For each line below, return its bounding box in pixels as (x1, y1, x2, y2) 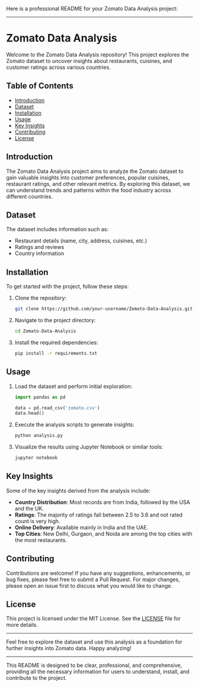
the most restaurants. (14, 536, 67, 543)
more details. (6, 621, 38, 629)
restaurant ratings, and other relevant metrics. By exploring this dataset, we (6, 180, 191, 187)
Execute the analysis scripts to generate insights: (14, 421, 135, 428)
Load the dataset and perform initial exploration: (14, 383, 133, 390)
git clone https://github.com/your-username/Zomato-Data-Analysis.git (14, 306, 193, 312)
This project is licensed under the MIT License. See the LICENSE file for (6, 615, 181, 622)
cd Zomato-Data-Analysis (14, 328, 76, 335)
